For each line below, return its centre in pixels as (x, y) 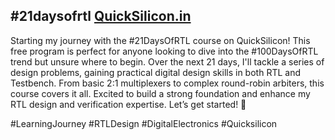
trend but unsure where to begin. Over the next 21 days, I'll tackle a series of (167, 61)
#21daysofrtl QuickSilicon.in (101, 16)
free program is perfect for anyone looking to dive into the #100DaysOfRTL (164, 51)
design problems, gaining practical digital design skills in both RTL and (155, 72)
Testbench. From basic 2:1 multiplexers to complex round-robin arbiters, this (167, 83)
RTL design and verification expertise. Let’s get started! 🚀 (128, 104)
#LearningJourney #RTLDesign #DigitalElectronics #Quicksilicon (144, 123)
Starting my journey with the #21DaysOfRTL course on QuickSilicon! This (160, 40)
